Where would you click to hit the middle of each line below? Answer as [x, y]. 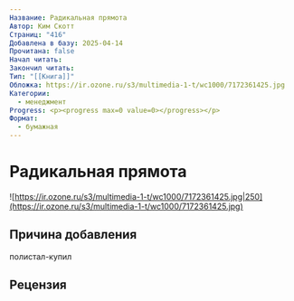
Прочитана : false [42, 52]
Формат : [24, 118]
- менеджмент [42, 102]
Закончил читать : [42, 69]
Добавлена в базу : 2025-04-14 [66, 43]
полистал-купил [41, 256]
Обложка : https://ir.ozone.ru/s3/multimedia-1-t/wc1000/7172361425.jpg [147, 85]
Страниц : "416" [38, 34]
